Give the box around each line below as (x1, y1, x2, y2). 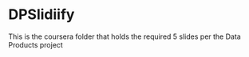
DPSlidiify (8, 6, 75, 24)
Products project (8, 40, 64, 49)
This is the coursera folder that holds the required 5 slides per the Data (8, 32, 241, 41)
